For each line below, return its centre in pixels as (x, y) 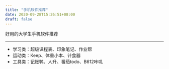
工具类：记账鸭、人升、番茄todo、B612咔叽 (58, 62)
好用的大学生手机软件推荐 (32, 34)
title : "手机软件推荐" (27, 10)
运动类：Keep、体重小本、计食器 (47, 55)
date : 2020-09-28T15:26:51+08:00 (40, 14)
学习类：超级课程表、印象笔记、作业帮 (52, 49)
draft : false (19, 19)
